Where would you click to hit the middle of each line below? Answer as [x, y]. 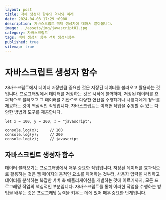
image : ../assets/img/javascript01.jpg [46, 28]
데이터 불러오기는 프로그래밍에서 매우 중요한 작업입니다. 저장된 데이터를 [74, 168]
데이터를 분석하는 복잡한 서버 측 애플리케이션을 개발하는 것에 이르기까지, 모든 [79, 180]
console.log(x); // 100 [34, 130]
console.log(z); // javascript [42, 139]
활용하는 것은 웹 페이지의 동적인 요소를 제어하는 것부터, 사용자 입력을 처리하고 [85, 174]
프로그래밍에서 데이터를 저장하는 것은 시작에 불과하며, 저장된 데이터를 [86, 93]
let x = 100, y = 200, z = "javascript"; [49, 121]
